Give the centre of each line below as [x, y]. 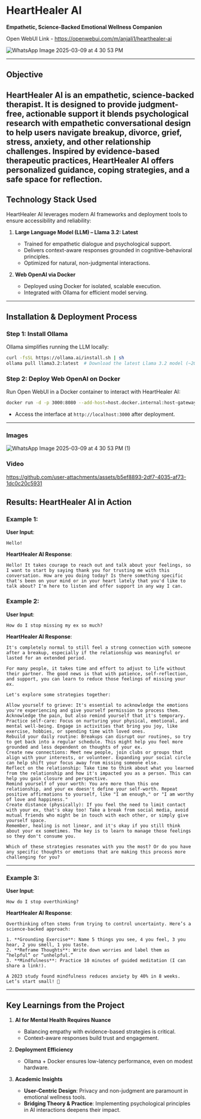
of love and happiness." [37, 799]
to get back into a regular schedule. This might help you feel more [95, 742]
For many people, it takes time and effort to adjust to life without [96, 669]
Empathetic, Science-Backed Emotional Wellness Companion [84, 27]
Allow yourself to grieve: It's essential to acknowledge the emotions [97, 705]
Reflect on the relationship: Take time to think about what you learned [100, 768]
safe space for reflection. [54, 179]
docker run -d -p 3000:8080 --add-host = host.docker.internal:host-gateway [101, 403]
